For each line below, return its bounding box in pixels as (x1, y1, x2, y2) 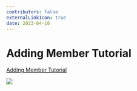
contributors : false (6, 8, 59, 15)
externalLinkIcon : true (6, 15, 67, 21)
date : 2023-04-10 (6, 20, 50, 26)
